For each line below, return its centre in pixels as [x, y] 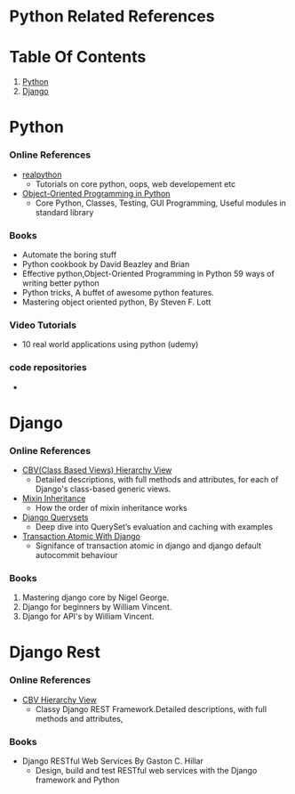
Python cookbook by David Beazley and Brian [106, 263]
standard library [64, 212]
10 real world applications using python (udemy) [110, 344]
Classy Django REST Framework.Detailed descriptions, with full [151, 709]
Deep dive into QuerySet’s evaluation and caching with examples [154, 526]
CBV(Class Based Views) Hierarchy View [97, 470]
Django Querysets [55, 517]
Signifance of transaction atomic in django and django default [148, 546]
